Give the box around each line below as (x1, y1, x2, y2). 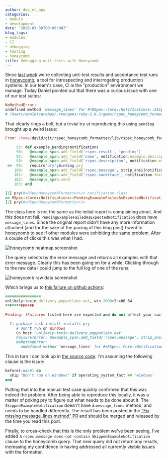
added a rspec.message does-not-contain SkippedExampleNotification (5, 433, 150, 439)
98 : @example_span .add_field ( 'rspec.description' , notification (16, 159, 157, 164)
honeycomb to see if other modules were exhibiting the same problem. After (5, 230, 162, 236)
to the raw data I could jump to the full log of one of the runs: (5, 265, 130, 271)
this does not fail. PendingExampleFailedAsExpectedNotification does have (5, 214, 158, 220)
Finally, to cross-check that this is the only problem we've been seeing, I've (5, 428, 160, 434)
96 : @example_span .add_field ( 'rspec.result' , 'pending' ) (16, 149, 141, 154)
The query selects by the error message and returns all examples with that (5, 255, 158, 261)
